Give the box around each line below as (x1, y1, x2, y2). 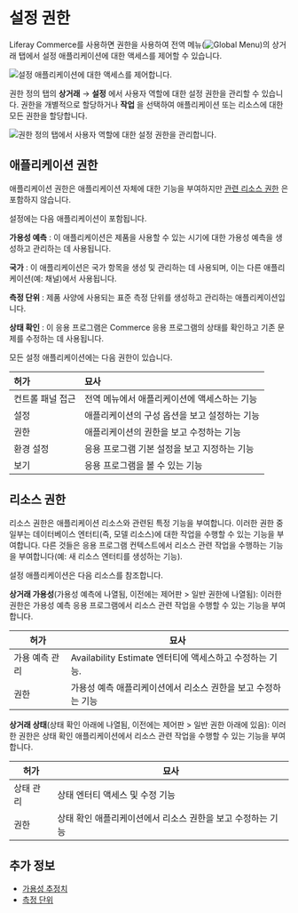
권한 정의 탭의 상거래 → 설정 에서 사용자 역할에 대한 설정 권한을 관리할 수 (9, 88, 260, 99)
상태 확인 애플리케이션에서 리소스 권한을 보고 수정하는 (57, 812, 268, 824)
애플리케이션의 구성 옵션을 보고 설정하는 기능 (83, 409, 260, 421)
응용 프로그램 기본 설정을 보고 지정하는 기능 (83, 442, 255, 454)
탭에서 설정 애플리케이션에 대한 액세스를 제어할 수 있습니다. (18, 50, 223, 60)
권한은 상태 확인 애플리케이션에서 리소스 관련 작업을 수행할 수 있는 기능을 (18, 730, 270, 741)
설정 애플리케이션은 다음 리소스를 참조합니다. (9, 570, 164, 581)
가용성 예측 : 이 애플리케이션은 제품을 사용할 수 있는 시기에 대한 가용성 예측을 (9, 232, 273, 243)
